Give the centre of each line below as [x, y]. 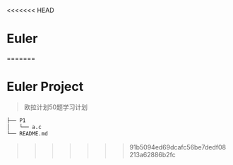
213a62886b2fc [153, 154]
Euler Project [45, 87]
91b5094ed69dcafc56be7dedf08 [178, 147]
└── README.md [28, 133]
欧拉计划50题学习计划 [55, 107]
